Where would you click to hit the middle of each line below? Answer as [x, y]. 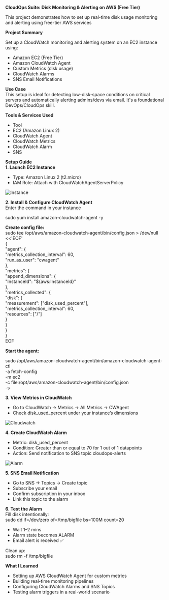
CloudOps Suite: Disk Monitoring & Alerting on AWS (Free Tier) [73, 7]
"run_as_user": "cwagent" [32, 260]
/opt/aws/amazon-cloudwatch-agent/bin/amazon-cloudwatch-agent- [90, 361]
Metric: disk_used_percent [40, 442]
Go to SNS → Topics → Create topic [50, 483]
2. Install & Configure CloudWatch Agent [49, 202]
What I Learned [22, 566]
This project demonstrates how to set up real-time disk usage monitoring [81, 17]
